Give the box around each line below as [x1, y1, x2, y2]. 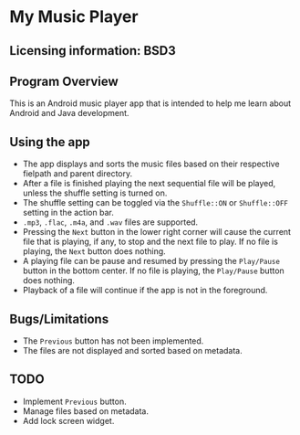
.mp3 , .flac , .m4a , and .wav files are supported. [22, 217, 199, 228]
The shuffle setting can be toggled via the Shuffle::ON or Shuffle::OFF [22, 197, 289, 208]
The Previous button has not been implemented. [22, 335, 204, 346]
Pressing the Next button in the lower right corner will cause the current [22, 227, 292, 238]
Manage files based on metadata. [22, 405, 149, 417]
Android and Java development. [9, 108, 129, 119]
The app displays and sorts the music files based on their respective [22, 158, 280, 170]
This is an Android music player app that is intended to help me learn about [9, 98, 292, 109]
